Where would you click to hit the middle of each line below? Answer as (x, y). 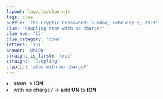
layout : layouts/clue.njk (38, 12)
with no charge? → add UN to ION (55, 90)
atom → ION (29, 84)
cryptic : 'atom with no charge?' (48, 67)
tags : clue (20, 17)
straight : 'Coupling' (33, 61)
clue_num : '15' (25, 34)
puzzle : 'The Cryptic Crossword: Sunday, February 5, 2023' (82, 23)
